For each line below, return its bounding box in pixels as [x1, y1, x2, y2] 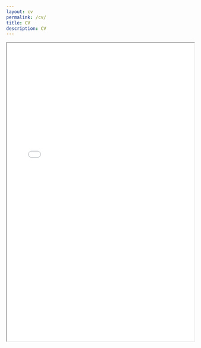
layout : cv [6, 8, 33, 15]
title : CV [6, 20, 31, 26]
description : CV [6, 25, 46, 32]
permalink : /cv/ [6, 14, 46, 20]
